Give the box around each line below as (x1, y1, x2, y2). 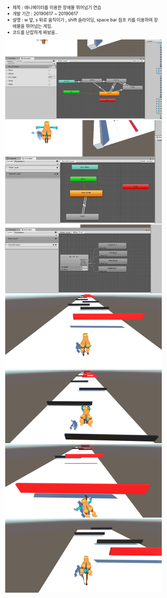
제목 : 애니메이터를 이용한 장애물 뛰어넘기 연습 (12, 4, 102, 10)
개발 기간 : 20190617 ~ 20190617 (12, 10, 79, 16)
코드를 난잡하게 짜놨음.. (12, 29, 58, 35)
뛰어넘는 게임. (25, 23, 53, 29)
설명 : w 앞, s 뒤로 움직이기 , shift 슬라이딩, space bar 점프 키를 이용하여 (12, 17, 153, 22)
